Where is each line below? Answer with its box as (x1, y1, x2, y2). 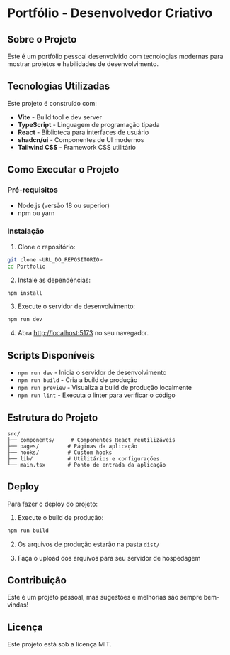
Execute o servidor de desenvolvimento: (17, 302, 136, 310)
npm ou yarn (17, 208, 55, 217)
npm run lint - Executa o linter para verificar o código (17, 391, 176, 399)
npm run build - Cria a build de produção (17, 376, 138, 384)
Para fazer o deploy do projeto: (7, 499, 98, 508)
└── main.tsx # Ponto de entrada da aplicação (7, 461, 166, 468)
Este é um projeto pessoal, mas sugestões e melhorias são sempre (7, 593, 202, 602)
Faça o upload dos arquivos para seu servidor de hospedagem (17, 553, 201, 562)
